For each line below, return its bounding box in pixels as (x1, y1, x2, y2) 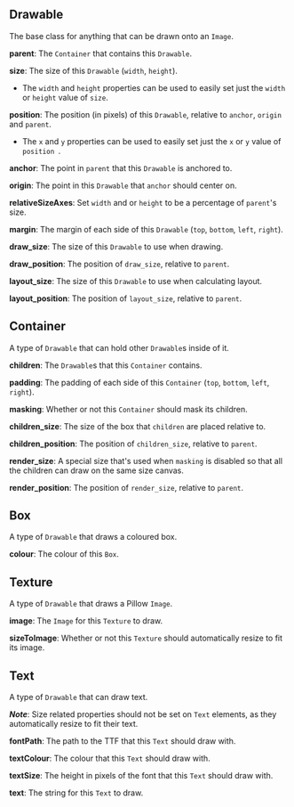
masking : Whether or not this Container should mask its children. (9, 403, 249, 414)
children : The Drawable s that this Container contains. (9, 360, 203, 371)
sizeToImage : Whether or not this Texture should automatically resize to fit (9, 632, 282, 644)
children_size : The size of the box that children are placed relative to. (9, 420, 266, 431)
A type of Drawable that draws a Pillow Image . (9, 599, 173, 609)
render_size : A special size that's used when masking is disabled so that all (9, 455, 282, 466)
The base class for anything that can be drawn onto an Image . (9, 30, 234, 41)
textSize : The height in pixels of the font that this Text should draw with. (9, 770, 274, 781)
